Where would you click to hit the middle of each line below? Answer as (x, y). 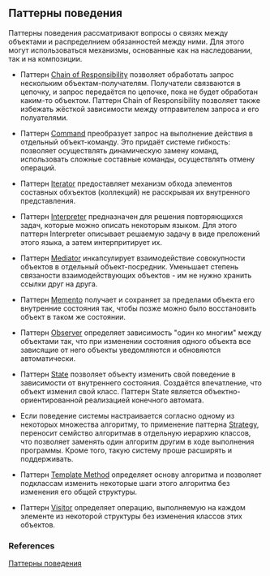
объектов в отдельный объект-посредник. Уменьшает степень (129, 266)
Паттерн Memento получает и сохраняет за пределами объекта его (137, 299)
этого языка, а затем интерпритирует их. (91, 242)
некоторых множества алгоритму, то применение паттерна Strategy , (139, 424)
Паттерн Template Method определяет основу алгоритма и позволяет (141, 475)
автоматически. (48, 358)
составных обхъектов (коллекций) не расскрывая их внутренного (135, 192)
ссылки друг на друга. (59, 284)
